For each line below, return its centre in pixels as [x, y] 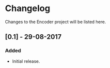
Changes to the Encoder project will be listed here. [55, 22]
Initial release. [26, 61]
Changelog [28, 8]
